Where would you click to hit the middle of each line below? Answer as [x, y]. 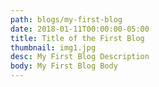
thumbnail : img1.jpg [53, 47]
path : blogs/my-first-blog [66, 19]
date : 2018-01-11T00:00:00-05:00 [80, 29]
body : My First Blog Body [64, 66]
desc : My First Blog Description [80, 57]
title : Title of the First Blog [77, 38]
